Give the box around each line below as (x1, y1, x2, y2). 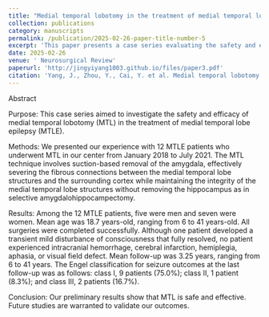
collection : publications (8, 19, 94, 27)
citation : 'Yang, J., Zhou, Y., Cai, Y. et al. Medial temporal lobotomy (8, 71, 260, 79)
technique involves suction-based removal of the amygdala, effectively (8, 158, 243, 169)
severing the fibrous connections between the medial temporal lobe (8, 167, 232, 177)
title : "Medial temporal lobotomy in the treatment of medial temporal (8, 11, 252, 20)
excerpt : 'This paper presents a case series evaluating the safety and (8, 42, 256, 50)
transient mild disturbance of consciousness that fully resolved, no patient (8, 234, 254, 243)
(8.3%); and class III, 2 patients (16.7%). (8, 276, 140, 286)
